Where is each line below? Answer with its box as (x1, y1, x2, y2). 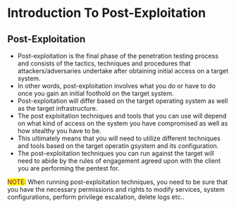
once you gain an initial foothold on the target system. (17, 90, 174, 97)
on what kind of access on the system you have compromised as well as (17, 119, 228, 128)
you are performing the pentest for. (17, 164, 120, 172)
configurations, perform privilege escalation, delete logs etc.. (7, 192, 185, 201)
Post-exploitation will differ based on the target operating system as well (17, 97, 228, 105)
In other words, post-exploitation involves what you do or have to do (17, 82, 216, 90)
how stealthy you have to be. (17, 127, 102, 135)
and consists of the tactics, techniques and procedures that (17, 59, 191, 68)
